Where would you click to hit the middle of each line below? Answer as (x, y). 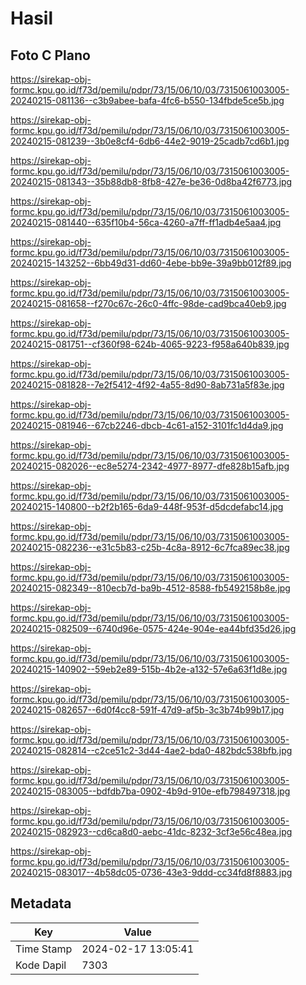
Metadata (41, 903)
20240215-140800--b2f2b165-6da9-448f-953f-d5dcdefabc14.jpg (147, 506)
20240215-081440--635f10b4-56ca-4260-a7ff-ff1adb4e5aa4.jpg (146, 222)
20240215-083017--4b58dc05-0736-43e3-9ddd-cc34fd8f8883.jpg (151, 872)
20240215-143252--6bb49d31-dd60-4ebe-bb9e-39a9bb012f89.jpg (151, 263)
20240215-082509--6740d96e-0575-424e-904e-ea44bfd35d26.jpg (153, 628)
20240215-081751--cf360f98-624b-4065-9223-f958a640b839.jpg (150, 344)
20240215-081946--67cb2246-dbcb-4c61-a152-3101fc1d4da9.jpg (147, 425)
